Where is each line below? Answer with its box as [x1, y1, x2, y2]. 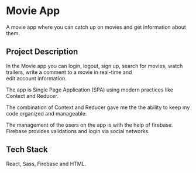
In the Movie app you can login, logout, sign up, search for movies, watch [6, 62, 183, 69]
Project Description [6, 47, 78, 57]
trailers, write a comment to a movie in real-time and [6, 69, 132, 76]
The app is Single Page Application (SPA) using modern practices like [6, 86, 174, 93]
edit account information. [6, 74, 67, 82]
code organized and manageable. [6, 110, 87, 117]
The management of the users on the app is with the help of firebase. [6, 121, 174, 128]
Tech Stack [6, 145, 48, 155]
